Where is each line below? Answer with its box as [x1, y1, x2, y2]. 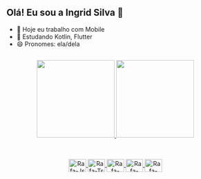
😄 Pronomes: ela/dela [16, 39, 80, 48]
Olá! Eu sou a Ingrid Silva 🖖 [6, 7, 124, 19]
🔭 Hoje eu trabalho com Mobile [16, 25, 105, 33]
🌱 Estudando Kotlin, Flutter [16, 32, 93, 41]
